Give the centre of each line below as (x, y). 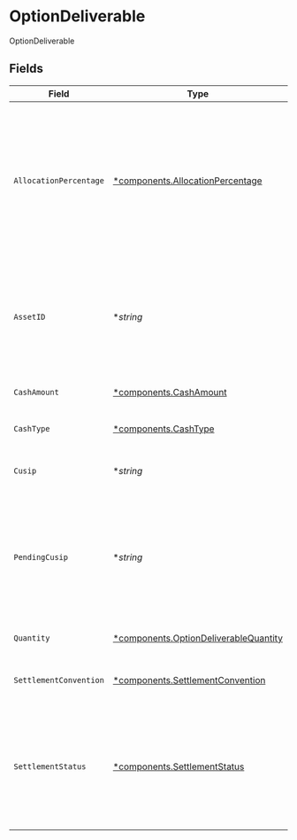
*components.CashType (164, 429)
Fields (27, 69)
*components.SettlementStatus (179, 766)
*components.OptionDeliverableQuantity (198, 638)
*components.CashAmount (170, 392)
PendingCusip (41, 557)
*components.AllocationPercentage (187, 181)
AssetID (30, 317)
